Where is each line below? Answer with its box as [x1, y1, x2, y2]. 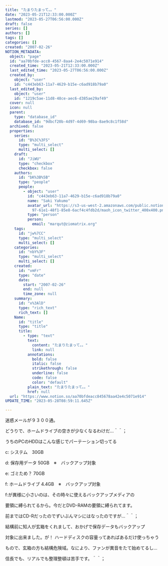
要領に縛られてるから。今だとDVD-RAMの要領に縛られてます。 [5, 502, 135, 508]
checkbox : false [18, 166, 52, 171]
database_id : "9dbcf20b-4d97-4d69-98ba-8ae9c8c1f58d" [14, 119, 128, 124]
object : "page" [9, 54, 41, 59]
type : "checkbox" [18, 161, 55, 166]
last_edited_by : [9, 86, 43, 92]
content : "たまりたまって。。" [31, 343, 88, 348]
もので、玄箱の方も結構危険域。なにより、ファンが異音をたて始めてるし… [5, 545, 157, 551]
